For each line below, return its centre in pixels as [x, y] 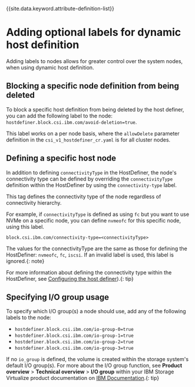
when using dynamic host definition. [50, 67]
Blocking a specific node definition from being [93, 86]
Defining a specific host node [61, 158]
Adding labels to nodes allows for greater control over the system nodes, [95, 61]
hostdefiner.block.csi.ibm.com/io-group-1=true [74, 336]
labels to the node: [29, 317]
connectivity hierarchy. [34, 202]
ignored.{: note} [25, 261]
